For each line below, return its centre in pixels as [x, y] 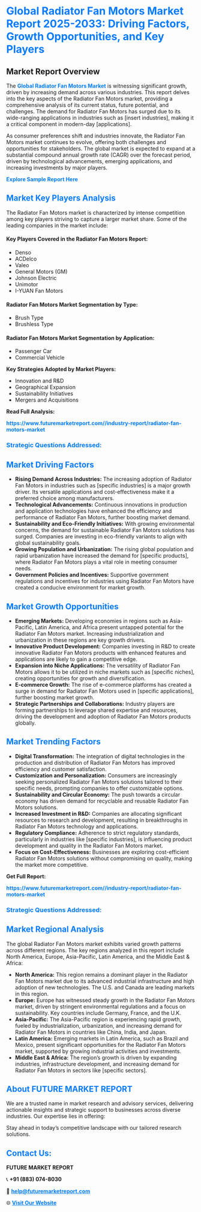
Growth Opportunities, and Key [85, 37]
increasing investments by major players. [57, 167]
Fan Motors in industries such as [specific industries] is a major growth [103, 486]
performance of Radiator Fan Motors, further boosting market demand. [102, 517]
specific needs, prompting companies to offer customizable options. [99, 788]
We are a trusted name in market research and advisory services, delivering [100, 1103]
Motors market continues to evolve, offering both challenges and [86, 142]
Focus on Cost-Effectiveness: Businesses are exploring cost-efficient [102, 852]
